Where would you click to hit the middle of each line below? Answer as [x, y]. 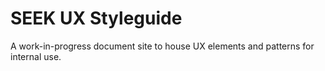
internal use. [36, 56]
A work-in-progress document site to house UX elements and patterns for [162, 46]
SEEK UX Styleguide [96, 18]
